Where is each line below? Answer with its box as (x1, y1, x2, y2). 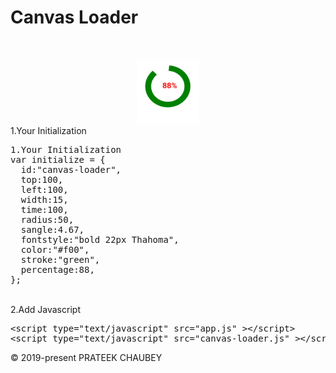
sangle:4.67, (20, 224, 85, 235)
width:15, (20, 194, 69, 205)
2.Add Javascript (10, 303, 81, 315)
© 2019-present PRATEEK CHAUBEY (10, 351, 163, 363)
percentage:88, (20, 264, 95, 275)
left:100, (20, 184, 69, 195)
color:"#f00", (20, 244, 90, 255)
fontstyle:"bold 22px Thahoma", (20, 234, 180, 245)
